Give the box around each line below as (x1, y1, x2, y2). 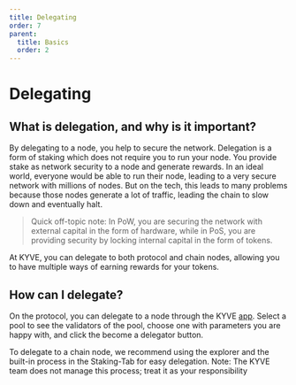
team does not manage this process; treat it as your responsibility (9, 365, 248, 376)
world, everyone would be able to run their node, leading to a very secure (9, 171, 277, 181)
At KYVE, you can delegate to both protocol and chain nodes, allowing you (9, 252, 280, 263)
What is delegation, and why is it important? (9, 119, 257, 134)
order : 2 (17, 46, 49, 55)
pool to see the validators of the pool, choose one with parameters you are (9, 320, 281, 330)
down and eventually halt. (9, 199, 103, 210)
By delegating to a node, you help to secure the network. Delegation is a (9, 142, 272, 153)
